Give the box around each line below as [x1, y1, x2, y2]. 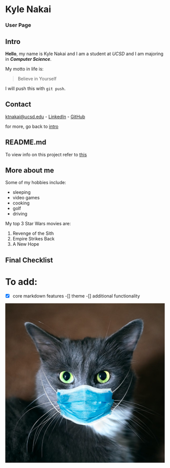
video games [12, 195, 40, 201]
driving [12, 211, 28, 217]
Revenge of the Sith [12, 230, 54, 236]
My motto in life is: [5, 66, 44, 72]
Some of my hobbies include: [5, 180, 66, 186]
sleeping [12, 189, 31, 195]
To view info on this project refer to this [5, 151, 87, 157]
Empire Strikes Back [12, 236, 55, 242]
